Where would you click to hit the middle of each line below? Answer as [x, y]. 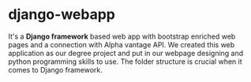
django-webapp [62, 15]
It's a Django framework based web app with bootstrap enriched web [122, 36]
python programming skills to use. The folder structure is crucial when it [125, 61]
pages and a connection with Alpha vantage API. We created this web [122, 44]
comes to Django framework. [55, 69]
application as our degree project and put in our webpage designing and [126, 53]
